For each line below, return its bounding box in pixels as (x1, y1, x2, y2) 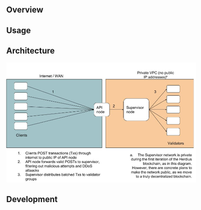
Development (6, 194, 58, 204)
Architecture (6, 46, 55, 56)
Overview (6, 5, 44, 15)
